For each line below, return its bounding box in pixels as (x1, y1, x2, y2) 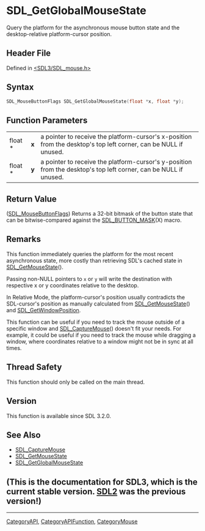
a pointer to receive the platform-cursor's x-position (40, 133, 192, 141)
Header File (6, 48, 51, 59)
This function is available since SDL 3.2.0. (6, 412, 112, 419)
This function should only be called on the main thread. (6, 378, 145, 386)
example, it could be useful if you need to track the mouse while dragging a (6, 331, 196, 339)
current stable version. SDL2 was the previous (6, 486, 186, 497)
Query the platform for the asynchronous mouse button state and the (6, 24, 180, 31)
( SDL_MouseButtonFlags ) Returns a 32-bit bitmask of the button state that (6, 210, 193, 218)
